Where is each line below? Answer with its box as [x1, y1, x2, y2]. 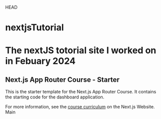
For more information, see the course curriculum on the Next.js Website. [5, 104, 155, 110]
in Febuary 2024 [5, 55, 76, 67]
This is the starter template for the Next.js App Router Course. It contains [5, 89, 156, 95]
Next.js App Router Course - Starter [5, 75, 120, 84]
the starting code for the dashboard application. [5, 94, 105, 100]
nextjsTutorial [5, 22, 64, 33]
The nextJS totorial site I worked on [5, 45, 156, 56]
